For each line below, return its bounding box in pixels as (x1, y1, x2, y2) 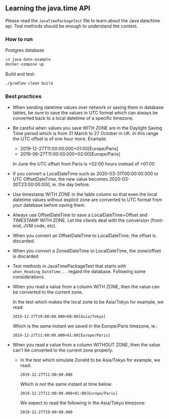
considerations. (12, 274, 46, 280)
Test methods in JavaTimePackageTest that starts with (12, 263, 126, 269)
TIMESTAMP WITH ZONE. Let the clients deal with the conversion (12, 217, 149, 223)
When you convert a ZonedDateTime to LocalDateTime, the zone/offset (12, 248, 161, 254)
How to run (5, 36, 33, 43)
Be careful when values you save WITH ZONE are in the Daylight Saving (12, 125, 162, 131)
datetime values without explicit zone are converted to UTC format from (12, 197, 162, 203)
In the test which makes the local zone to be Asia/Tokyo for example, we (12, 299, 164, 305)
